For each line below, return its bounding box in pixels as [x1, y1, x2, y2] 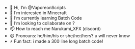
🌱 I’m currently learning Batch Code [9, 15, 82, 21]
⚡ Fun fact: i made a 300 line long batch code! [9, 38, 103, 44]
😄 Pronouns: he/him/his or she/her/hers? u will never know [9, 33, 130, 39]
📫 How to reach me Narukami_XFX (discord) [9, 26, 101, 31]
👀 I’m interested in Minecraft [9, 10, 67, 16]
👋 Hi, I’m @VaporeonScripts [9, 5, 66, 10]
